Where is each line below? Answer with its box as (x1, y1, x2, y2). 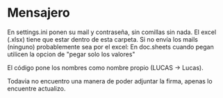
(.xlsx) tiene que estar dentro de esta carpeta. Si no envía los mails (7, 35, 198, 43)
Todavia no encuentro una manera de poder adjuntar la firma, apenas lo (7, 76, 213, 85)
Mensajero (7, 5, 71, 21)
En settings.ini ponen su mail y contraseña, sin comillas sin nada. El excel (7, 28, 217, 36)
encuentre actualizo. (7, 84, 66, 92)
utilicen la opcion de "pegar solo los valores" (7, 50, 135, 58)
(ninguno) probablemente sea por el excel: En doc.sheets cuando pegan (7, 42, 214, 51)
